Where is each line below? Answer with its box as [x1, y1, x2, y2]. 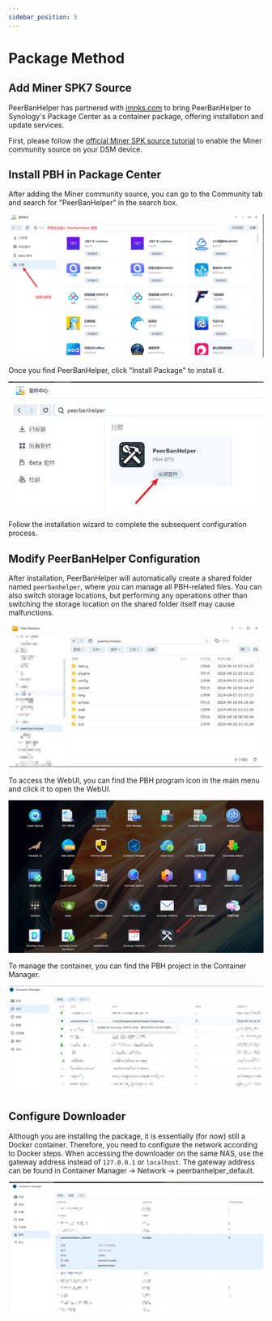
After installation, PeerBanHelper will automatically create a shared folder [8, 573, 253, 583]
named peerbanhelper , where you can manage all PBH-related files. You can [8, 582, 262, 592]
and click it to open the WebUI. [8, 784, 112, 794]
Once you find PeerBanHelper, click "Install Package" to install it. [8, 365, 224, 375]
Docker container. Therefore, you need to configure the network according [8, 1139, 257, 1149]
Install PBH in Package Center [8, 168, 162, 182]
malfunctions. [8, 608, 54, 618]
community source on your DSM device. [8, 144, 143, 154]
